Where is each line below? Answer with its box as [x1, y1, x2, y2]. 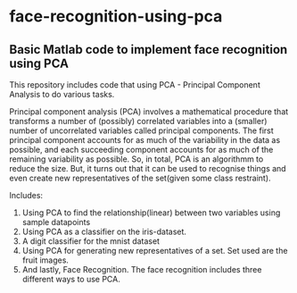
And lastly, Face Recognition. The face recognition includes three [21, 264, 262, 274]
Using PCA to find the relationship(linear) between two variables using [21, 207, 281, 218]
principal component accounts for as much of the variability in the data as [9, 135, 281, 145]
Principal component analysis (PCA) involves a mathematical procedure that [9, 106, 289, 117]
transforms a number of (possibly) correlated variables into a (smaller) [9, 116, 268, 126]
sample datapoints [21, 217, 91, 227]
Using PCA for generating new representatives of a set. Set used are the [21, 246, 288, 255]
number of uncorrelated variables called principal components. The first [9, 125, 274, 136]
